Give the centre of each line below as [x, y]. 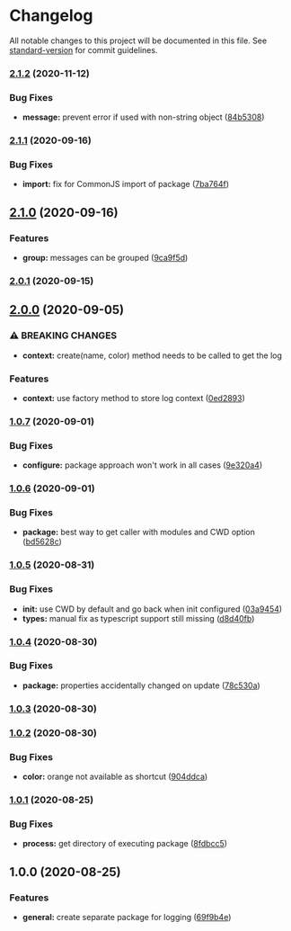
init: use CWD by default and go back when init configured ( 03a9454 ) [152, 609]
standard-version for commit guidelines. [84, 49]
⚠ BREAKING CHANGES [63, 336]
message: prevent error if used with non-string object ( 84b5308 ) [143, 117]
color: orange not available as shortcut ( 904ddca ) [115, 776]
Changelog [51, 16]
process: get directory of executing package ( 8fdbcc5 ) [124, 844]
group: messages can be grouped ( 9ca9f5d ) [105, 258]
